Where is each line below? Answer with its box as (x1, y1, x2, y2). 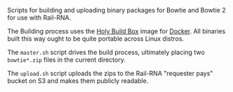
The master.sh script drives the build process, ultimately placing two (7, 48, 205, 56)
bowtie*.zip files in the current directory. (7, 55, 126, 64)
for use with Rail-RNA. (7, 13, 72, 22)
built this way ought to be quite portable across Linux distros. (7, 34, 185, 43)
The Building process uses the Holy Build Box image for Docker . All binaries (7, 27, 226, 35)
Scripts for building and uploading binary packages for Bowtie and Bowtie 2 (7, 6, 226, 14)
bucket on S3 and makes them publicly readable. (7, 77, 149, 85)
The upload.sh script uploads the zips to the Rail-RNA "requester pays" (7, 70, 213, 77)
